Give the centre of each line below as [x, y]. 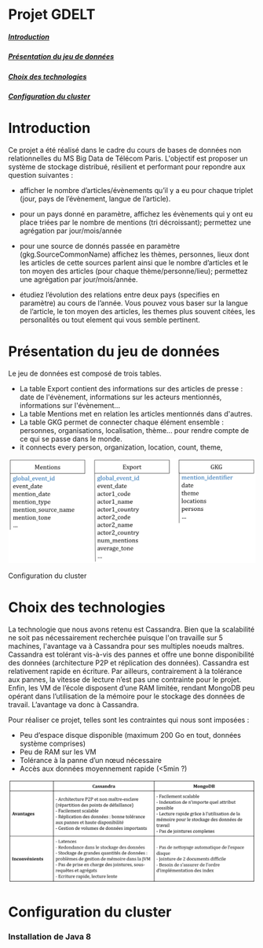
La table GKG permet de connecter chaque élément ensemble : [121, 422]
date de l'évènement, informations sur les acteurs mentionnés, [121, 397]
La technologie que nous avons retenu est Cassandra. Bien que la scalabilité [131, 629]
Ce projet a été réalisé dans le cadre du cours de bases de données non [125, 150]
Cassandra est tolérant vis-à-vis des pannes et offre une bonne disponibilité [131, 654]
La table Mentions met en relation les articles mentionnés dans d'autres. [136, 413]
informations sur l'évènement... [69, 405]
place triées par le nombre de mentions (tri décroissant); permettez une [135, 222]
